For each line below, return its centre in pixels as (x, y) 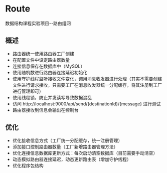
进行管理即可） (28, 91)
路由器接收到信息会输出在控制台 (45, 110)
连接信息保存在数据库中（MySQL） (49, 66)
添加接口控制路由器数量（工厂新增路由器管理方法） (65, 146)
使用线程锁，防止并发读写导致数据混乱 (52, 97)
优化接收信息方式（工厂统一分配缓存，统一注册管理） (67, 140)
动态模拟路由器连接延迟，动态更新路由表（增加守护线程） (72, 159)
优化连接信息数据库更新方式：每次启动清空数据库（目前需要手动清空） (85, 153)
